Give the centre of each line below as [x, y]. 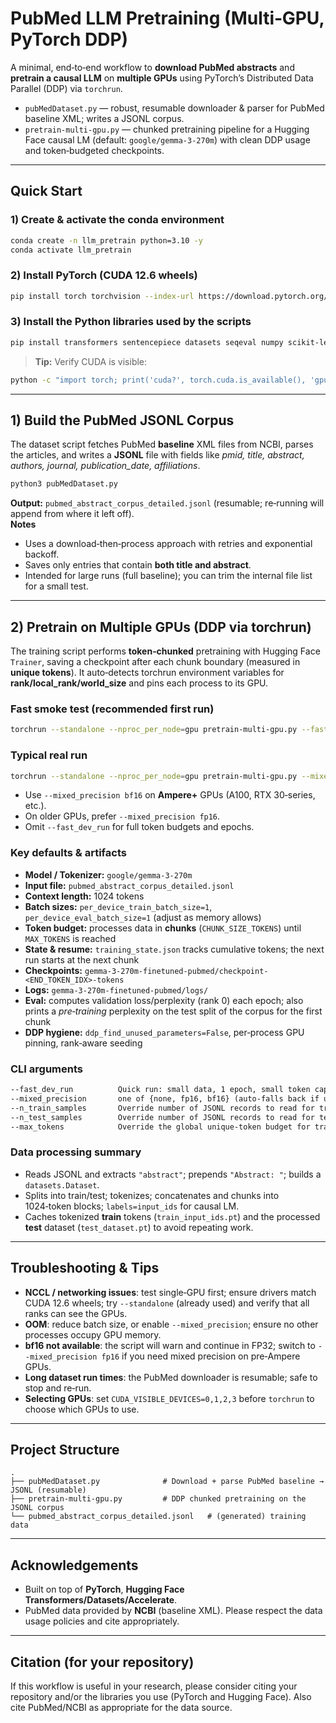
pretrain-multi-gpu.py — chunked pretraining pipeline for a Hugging [167, 129]
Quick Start [46, 191]
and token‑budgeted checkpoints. [94, 150]
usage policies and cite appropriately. [102, 1621]
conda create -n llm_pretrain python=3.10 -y [106, 240]
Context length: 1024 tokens [84, 896]
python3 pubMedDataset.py [64, 484]
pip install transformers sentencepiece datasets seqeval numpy [147, 342]
